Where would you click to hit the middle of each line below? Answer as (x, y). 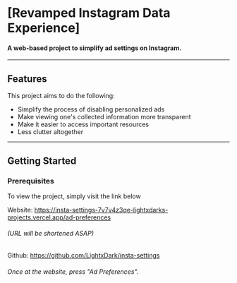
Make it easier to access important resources (83, 124)
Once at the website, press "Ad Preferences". (73, 271)
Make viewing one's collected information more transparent (104, 117)
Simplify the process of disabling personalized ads (91, 109)
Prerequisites (31, 181)
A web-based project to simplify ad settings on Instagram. (95, 48)
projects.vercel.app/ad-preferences (59, 217)
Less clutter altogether (50, 132)
